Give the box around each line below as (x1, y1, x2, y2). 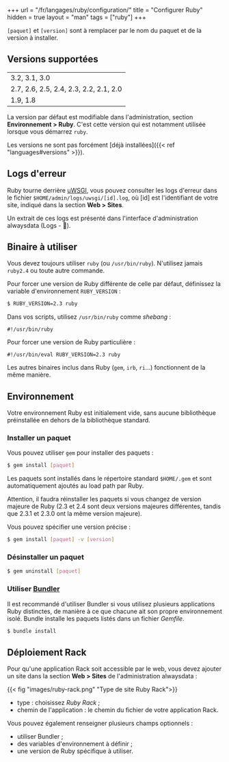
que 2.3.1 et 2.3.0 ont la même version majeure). (7, 510, 142, 518)
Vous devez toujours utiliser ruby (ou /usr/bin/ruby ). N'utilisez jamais (7, 259, 203, 267)
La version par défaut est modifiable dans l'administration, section (7, 112, 193, 121)
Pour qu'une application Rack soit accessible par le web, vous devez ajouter (7, 665, 222, 673)
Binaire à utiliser (7, 241, 77, 253)
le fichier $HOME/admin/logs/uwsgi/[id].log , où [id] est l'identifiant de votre (7, 193, 219, 202)
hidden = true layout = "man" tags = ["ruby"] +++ (7, 13, 147, 21)
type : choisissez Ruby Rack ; (16, 699, 100, 707)
